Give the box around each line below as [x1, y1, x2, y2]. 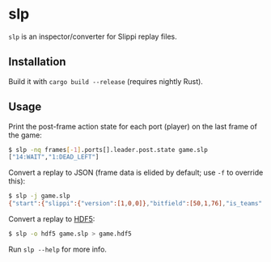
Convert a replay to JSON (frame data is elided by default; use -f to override [8, 167, 264, 178]
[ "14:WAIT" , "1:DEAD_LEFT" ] [8, 153, 100, 162]
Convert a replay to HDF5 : [8, 214, 95, 224]
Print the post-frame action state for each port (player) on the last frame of [8, 121, 257, 131]
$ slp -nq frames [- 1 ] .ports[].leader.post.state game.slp [8, 146, 208, 154]
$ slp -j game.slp [8, 192, 70, 201]
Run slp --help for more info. [8, 244, 108, 254]
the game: [8, 130, 42, 140]
